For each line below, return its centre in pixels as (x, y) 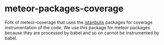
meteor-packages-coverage (64, 9)
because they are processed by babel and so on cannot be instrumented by (82, 33)
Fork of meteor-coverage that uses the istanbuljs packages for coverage (79, 22)
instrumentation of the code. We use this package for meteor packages (78, 27)
